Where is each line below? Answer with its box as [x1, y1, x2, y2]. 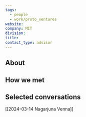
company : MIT [5, 26, 32, 31]
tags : [5, 7, 16, 13]
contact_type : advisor [5, 40, 52, 45]
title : [5, 36, 19, 41]
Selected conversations [5, 92, 81, 101]
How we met [5, 76, 45, 84]
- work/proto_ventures [9, 17, 57, 22]
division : [5, 31, 26, 36]
